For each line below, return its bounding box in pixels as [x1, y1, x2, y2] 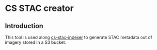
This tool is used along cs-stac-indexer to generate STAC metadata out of [5, 34, 153, 40]
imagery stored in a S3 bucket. [5, 40, 66, 45]
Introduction [5, 22, 44, 30]
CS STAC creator [5, 3, 74, 14]
